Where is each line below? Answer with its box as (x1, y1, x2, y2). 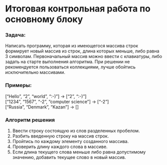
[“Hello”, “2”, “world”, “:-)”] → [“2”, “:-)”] (5, 93, 87, 99)
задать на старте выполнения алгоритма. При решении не (5, 58, 130, 65)
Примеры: (5, 82, 32, 89)
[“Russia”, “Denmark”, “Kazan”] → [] (5, 103, 79, 110)
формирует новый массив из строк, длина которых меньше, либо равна (5, 48, 160, 54)
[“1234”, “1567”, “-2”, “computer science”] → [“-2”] (5, 98, 109, 104)
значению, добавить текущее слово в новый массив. (12, 154, 126, 160)
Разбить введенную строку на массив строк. (12, 133, 109, 139)
